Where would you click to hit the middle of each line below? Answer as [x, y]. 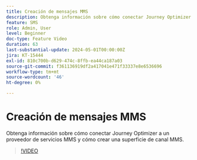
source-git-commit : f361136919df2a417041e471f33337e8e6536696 [84, 66]
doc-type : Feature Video [37, 39]
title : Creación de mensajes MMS [47, 11]
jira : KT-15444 [25, 55]
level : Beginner [26, 34]
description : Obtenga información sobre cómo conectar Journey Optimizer [99, 17]
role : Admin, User [29, 28]
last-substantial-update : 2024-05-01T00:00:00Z [66, 50]
